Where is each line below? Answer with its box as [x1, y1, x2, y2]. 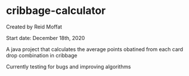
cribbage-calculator [6, 4, 106, 17]
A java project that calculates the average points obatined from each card [6, 45, 183, 53]
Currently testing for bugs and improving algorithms [6, 63, 131, 70]
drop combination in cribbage [6, 52, 78, 59]
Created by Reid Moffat [6, 23, 63, 30]
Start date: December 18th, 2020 [6, 34, 85, 41]
